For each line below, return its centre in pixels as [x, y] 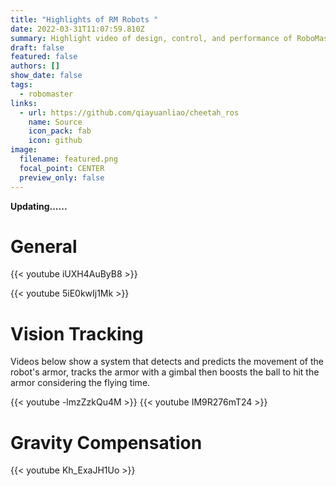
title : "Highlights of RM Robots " [84, 19]
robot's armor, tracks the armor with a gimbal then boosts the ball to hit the [165, 372]
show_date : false [46, 76]
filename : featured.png [68, 159]
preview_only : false [62, 177]
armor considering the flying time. [80, 383]
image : [24, 150]
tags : [21, 85]
